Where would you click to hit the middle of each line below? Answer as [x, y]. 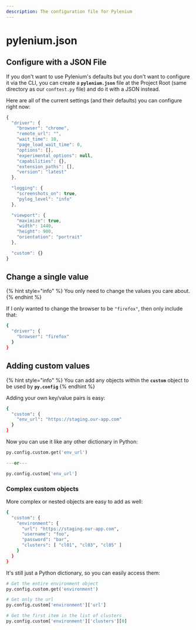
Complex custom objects [43, 489]
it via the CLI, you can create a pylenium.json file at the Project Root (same [96, 82]
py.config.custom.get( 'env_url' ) [47, 452]
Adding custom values [48, 366]
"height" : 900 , [35, 232]
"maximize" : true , [39, 221]
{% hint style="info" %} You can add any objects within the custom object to [97, 380]
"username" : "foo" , [45, 534]
